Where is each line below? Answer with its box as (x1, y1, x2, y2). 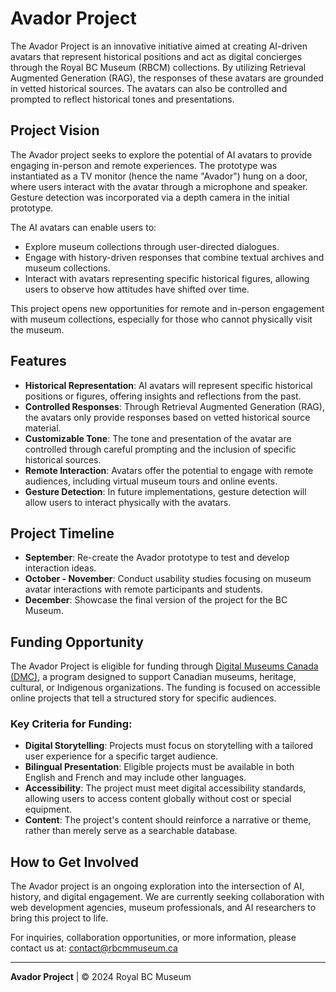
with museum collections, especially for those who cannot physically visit (10, 313, 313, 325)
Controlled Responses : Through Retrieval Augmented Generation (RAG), (24, 400, 325, 412)
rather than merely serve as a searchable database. (24, 825, 238, 837)
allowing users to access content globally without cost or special (24, 793, 292, 805)
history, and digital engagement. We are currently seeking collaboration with (10, 891, 325, 903)
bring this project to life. (10, 912, 109, 924)
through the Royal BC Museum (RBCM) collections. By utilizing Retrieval (10, 61, 307, 73)
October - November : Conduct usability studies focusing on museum (24, 573, 312, 585)
